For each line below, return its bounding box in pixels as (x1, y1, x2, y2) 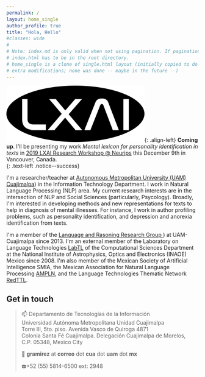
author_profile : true (6, 23, 62, 29)
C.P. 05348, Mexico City (21, 339, 83, 346)
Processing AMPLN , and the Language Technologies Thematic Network (6, 270, 187, 277)
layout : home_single (6, 16, 59, 23)
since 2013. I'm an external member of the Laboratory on (35, 238, 179, 245)
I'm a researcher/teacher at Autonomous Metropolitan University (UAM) (6, 174, 186, 181)
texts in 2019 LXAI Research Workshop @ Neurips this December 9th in (6, 149, 186, 157)
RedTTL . (6, 276, 28, 283)
